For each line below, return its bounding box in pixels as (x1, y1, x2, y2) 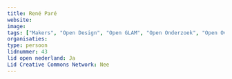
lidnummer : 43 (7, 49, 48, 56)
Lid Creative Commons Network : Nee (7, 61, 110, 68)
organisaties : (7, 36, 48, 43)
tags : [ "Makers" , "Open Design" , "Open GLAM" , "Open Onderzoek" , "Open (7, 29, 217, 36)
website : (7, 16, 32, 23)
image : (7, 23, 26, 30)
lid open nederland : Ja (7, 55, 76, 62)
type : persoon (7, 42, 48, 49)
